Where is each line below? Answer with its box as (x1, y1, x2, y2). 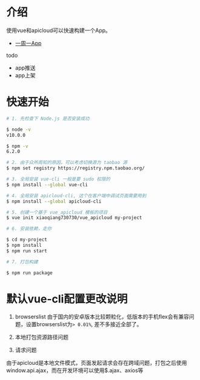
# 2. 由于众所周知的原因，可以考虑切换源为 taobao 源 (6, 160, 127, 166)
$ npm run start (6, 247, 47, 254)
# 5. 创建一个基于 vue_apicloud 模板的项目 (6, 209, 108, 215)
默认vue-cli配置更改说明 (6, 292, 128, 306)
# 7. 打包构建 (6, 258, 38, 265)
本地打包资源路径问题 (15, 333, 68, 341)
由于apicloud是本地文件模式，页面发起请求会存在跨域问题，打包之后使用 (6, 359, 187, 367)
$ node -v (6, 126, 32, 133)
